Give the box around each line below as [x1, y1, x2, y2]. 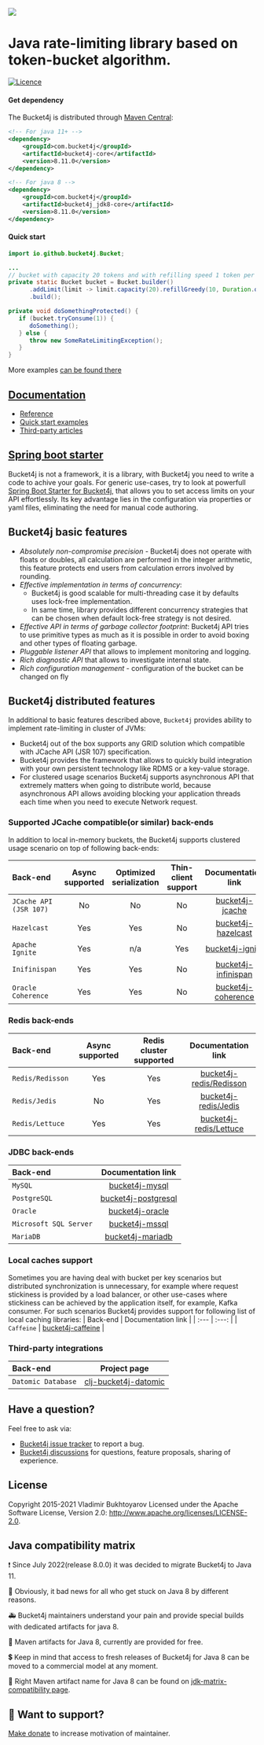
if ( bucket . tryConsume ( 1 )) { [18, 315, 114, 322]
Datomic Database [12, 1377, 77, 1386]
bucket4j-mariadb [104, 1231, 173, 1242]
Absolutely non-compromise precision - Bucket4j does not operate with [19, 547, 252, 556]
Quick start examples [19, 418, 89, 427]
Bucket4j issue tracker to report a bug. [19, 1439, 145, 1449]
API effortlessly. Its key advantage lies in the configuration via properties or [8, 494, 251, 503]
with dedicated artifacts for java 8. [8, 1622, 119, 1632]
